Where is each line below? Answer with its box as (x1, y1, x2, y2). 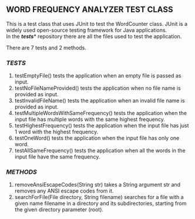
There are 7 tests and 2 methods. (6, 44, 87, 51)
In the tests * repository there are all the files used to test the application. (6, 32, 182, 40)
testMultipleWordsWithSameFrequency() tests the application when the (14, 110, 187, 117)
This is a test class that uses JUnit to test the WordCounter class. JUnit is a (6, 20, 188, 27)
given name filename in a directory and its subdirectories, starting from (14, 200, 187, 207)
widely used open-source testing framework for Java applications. (6, 26, 167, 33)
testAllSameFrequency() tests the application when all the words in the (14, 147, 186, 154)
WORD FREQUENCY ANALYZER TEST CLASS (6, 5, 173, 15)
